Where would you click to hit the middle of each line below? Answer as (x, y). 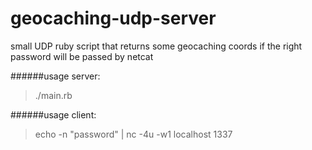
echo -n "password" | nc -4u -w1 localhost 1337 (133, 134)
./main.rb (53, 95)
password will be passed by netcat (82, 56)
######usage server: (55, 76)
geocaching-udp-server (113, 18)
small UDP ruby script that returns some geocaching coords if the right (156, 46)
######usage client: (53, 114)
